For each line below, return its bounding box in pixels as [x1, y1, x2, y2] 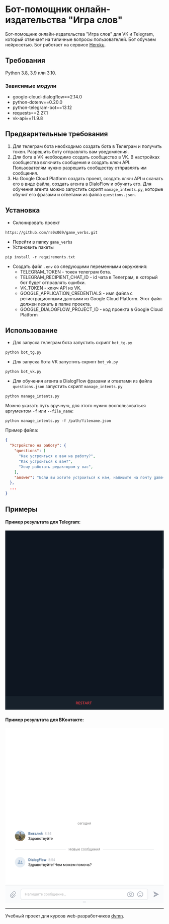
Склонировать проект [12, 220, 60, 226]
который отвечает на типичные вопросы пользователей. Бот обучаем [5, 36, 156, 42]
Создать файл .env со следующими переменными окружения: [12, 263, 147, 269]
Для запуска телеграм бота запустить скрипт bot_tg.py [12, 340, 132, 346]
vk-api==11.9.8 [12, 115, 43, 122]
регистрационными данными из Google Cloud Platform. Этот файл [20, 295, 162, 301]
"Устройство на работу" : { [10, 443, 66, 448]
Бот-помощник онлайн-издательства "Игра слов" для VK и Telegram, [5, 31, 154, 37]
